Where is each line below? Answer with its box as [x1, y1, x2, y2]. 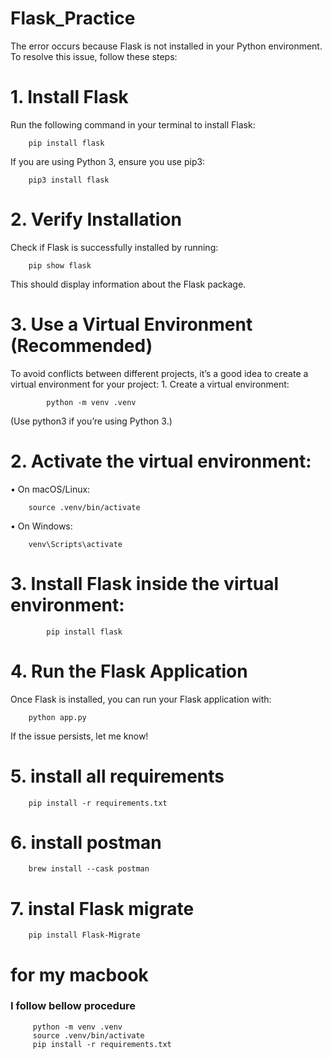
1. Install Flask [10, 86, 129, 109]
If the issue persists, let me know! [10, 730, 149, 742]
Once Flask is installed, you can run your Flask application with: [10, 693, 272, 705]
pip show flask [28, 260, 92, 271]
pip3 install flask [28, 175, 110, 185]
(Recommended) [10, 335, 153, 357]
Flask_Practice [10, 7, 136, 30]
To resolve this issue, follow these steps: [10, 50, 178, 62]
